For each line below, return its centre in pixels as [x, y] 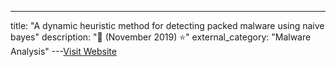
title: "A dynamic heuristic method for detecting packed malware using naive [167, 25]
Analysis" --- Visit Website [63, 51]
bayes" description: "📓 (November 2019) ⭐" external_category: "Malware [161, 37]
